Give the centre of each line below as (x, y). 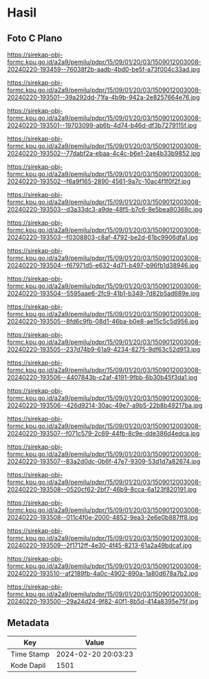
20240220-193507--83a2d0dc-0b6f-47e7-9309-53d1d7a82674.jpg (104, 461)
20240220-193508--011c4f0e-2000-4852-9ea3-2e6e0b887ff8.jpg (102, 517)
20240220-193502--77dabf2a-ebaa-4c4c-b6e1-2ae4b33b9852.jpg (104, 153)
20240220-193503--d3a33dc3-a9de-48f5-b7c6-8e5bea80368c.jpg (105, 209)
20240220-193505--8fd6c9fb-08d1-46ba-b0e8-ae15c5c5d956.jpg (103, 321)
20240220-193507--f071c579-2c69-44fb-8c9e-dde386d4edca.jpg (103, 433)
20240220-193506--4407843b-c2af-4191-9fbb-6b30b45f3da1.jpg (102, 377)
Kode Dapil (28, 665)
